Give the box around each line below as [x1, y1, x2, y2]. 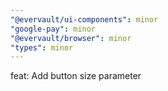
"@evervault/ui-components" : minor [10, 14, 159, 25]
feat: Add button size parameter [10, 70, 142, 82]
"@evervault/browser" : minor [10, 33, 132, 43]
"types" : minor [10, 42, 74, 53]
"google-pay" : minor [10, 24, 97, 34]
